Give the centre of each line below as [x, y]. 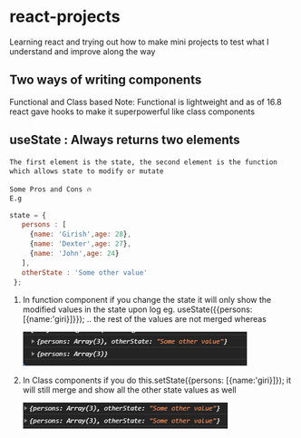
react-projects [65, 17]
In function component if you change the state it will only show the [147, 299]
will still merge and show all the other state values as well [130, 389]
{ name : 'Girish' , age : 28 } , [80, 234]
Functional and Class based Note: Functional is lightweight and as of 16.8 [146, 102]
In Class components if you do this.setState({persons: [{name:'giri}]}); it [157, 380]
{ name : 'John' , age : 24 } [74, 254]
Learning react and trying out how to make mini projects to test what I [139, 42]
